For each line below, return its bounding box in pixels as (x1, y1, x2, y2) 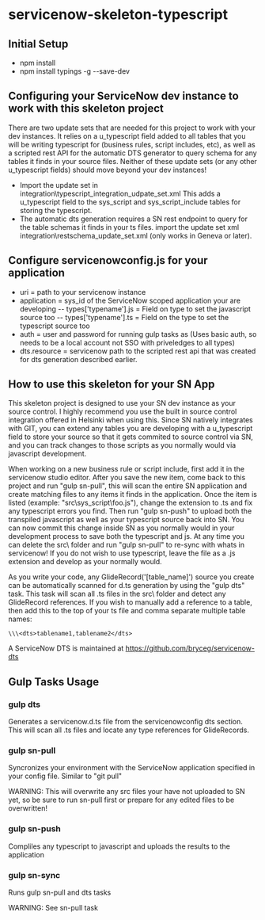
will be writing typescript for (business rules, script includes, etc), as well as (8, 139, 256, 149)
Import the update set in (19, 180, 99, 189)
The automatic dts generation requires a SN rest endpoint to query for (19, 214, 248, 223)
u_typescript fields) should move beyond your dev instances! (8, 165, 207, 174)
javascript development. (8, 449, 87, 459)
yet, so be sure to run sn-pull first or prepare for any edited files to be (8, 795, 235, 805)
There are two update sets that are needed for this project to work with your (8, 123, 256, 132)
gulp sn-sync (8, 869, 61, 880)
